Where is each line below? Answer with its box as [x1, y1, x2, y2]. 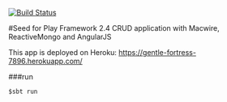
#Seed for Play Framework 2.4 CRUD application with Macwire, [8, 23, 221, 32]
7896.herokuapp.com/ [8, 57, 83, 66]
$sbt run [8, 87, 38, 96]
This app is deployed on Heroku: [8, 48, 118, 57]
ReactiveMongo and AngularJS [8, 32, 112, 41]
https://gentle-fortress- [118, 48, 197, 57]
